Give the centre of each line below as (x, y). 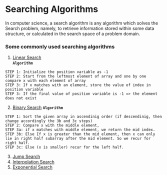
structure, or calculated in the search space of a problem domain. (73, 33)
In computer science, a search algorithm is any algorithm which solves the (82, 23)
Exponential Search (32, 167)
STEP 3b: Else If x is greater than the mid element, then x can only (80, 134)
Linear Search (27, 57)
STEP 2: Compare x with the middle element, (52, 125)
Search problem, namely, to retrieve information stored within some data (80, 28)
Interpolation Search (33, 162)
